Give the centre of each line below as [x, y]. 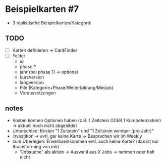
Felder [19, 56]
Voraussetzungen [38, 93]
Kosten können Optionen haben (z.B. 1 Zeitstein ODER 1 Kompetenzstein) [86, 120]
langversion [32, 82]
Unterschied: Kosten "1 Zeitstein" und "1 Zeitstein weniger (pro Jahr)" [83, 131]
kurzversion [32, 77]
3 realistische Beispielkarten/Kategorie [52, 23]
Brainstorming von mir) [36, 146]
